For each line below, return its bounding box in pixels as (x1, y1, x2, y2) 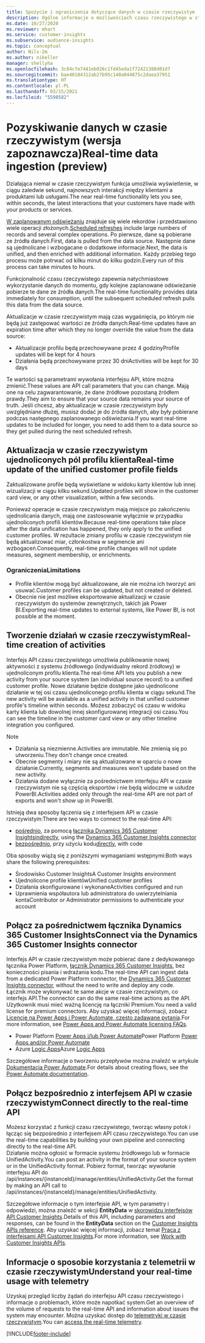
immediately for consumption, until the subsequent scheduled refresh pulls (6, 294, 195, 302)
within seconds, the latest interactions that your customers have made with (6, 199, 195, 207)
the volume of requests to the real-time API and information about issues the (6, 1305, 199, 1312)
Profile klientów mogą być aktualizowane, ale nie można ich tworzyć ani (15, 580, 196, 587)
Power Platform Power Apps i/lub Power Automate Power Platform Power (15, 1032, 198, 1040)
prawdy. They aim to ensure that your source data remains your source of (6, 395, 190, 402)
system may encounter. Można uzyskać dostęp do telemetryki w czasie (6, 1312, 186, 1319)
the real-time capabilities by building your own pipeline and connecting (6, 1136, 185, 1144)
